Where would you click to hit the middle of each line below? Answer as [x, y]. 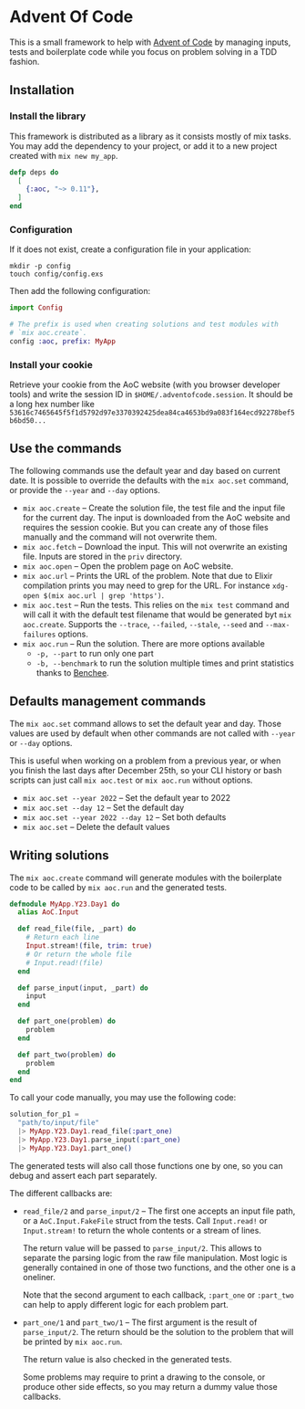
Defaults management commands [108, 702]
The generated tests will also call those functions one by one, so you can [147, 1165]
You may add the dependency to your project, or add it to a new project [143, 146]
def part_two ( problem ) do [67, 1055]
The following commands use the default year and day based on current [145, 470]
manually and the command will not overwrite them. [120, 537]
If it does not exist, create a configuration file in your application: [131, 249]
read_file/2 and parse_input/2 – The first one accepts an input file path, [159, 1211]
